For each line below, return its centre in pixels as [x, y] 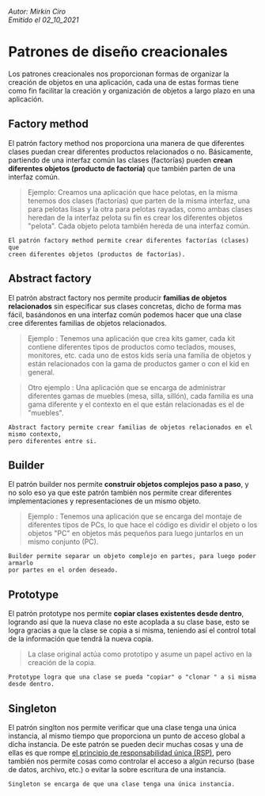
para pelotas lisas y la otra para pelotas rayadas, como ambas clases [140, 209]
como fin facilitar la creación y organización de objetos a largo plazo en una [132, 90]
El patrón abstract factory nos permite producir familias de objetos [117, 297]
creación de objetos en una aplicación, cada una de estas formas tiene [123, 82]
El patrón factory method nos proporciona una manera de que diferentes [127, 143]
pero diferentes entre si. [53, 441]
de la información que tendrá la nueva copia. [81, 639]
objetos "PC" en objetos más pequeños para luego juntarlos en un [135, 534]
